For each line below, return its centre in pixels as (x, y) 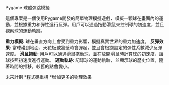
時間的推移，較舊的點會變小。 (40, 66)
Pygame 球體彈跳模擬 (28, 7)
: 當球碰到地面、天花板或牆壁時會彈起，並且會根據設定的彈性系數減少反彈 (86, 48)
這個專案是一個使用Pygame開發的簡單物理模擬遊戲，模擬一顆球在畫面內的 (82, 18)
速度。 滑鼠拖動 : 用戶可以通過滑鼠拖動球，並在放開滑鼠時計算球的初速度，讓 (84, 54)
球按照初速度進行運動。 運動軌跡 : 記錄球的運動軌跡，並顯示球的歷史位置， (82, 60)
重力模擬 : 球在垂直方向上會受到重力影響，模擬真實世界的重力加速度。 (77, 41)
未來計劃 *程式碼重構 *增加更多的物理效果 (48, 77)
